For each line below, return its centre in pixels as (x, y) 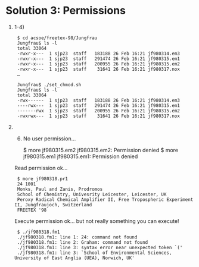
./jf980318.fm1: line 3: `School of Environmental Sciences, (94, 253)
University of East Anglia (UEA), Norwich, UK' (74, 258)
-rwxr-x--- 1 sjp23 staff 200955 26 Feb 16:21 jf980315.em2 (98, 64)
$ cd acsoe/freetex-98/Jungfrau (57, 38)
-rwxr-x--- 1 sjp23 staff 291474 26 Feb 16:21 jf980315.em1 (98, 59)
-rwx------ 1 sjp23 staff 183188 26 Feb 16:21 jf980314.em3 (98, 100)
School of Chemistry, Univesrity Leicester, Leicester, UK (92, 194)
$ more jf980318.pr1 (42, 179)
